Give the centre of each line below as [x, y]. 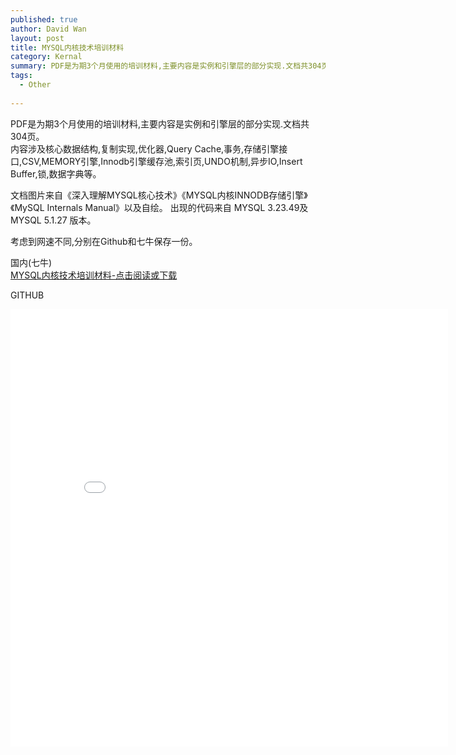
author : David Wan [48, 29]
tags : [21, 76]
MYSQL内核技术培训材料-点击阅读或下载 [94, 275]
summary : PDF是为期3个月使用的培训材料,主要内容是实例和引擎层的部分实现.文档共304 [166, 66]
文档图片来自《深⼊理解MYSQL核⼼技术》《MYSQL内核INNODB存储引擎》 [159, 195]
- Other [35, 85]
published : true [44, 19]
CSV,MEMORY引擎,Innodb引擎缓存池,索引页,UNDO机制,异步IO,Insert [162, 161]
